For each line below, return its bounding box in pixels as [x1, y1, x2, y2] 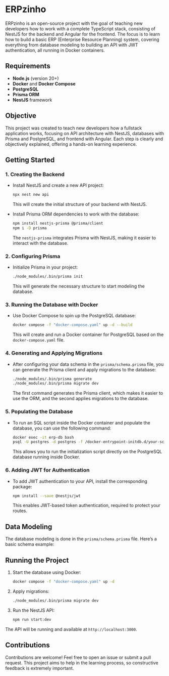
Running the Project [5, 556, 69, 565]
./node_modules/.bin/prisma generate [12, 376, 92, 382]
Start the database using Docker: [12, 569, 82, 575]
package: [12, 483, 32, 489]
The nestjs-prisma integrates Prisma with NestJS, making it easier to [12, 234, 156, 241]
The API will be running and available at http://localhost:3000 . [5, 626, 137, 632]
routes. [12, 508, 28, 514]
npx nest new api [12, 192, 49, 197]
